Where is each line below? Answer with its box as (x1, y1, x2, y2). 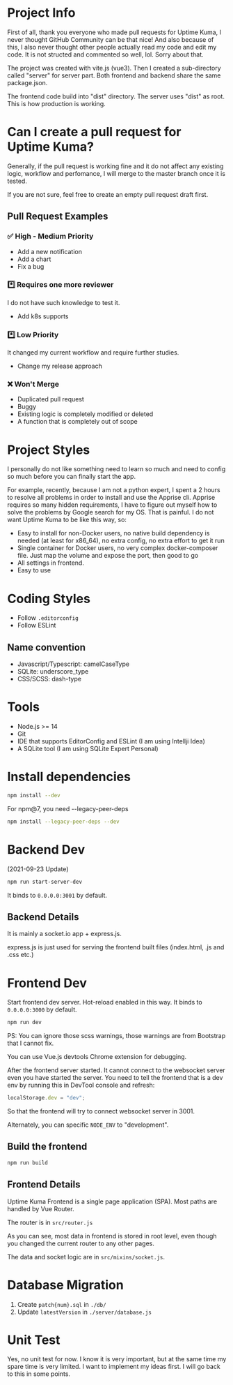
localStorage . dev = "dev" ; (7, 1095, 86, 1102)
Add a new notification (17, 247, 82, 255)
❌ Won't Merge (7, 379, 60, 389)
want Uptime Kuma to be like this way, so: (7, 515, 127, 524)
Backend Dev (7, 841, 86, 857)
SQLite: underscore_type (17, 667, 89, 676)
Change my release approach (17, 362, 102, 371)
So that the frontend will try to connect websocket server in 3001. (7, 1107, 195, 1116)
